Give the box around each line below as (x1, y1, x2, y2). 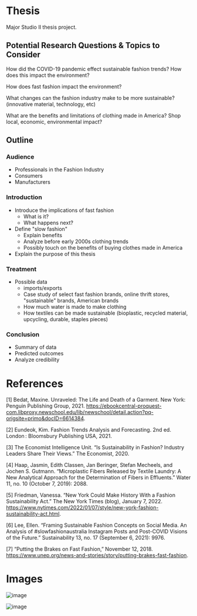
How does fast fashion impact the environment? (6, 83, 122, 90)
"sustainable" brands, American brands (23, 297, 119, 304)
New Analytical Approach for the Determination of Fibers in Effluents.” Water (6, 474, 191, 481)
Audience (6, 153, 35, 161)
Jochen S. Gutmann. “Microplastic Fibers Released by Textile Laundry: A (6, 468, 182, 475)
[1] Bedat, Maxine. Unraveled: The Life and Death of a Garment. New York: (6, 396, 186, 403)
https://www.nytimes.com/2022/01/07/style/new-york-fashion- (6, 504, 159, 511)
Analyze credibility (14, 356, 60, 363)
